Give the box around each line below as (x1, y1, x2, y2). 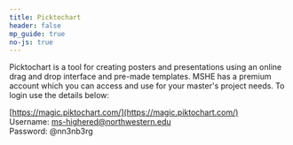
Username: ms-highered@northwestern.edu (9, 117, 171, 127)
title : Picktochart (9, 12, 82, 22)
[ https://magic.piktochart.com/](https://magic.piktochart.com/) (9, 107, 239, 118)
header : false (9, 21, 62, 30)
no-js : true (9, 37, 53, 47)
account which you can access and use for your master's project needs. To (9, 80, 285, 91)
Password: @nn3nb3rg (9, 126, 93, 137)
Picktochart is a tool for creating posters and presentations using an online (9, 62, 282, 72)
